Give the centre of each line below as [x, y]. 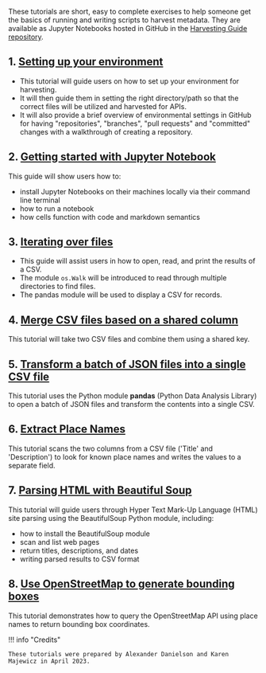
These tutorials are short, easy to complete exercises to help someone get [130, 12]
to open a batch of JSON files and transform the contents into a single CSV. [132, 405]
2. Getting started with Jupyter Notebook [112, 157]
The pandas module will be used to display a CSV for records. [121, 295]
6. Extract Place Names [67, 429]
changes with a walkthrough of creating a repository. [106, 131]
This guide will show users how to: [65, 176]
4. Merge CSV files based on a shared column [123, 320]
